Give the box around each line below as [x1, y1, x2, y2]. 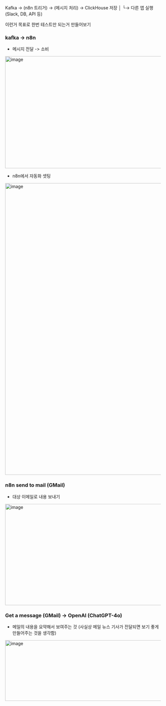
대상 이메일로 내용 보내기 [12, 493, 60, 499]
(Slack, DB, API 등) [5, 11, 43, 17]
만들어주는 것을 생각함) [12, 630, 57, 636]
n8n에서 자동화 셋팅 [12, 173, 51, 179]
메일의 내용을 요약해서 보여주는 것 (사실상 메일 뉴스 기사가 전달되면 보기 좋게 [12, 624, 159, 630]
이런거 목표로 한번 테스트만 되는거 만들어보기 [5, 22, 91, 27]
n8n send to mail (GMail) [5, 482, 65, 489]
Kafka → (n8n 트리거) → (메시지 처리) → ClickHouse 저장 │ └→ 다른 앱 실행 [5, 5, 154, 10]
